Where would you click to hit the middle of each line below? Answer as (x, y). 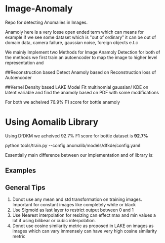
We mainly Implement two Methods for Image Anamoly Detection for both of (83, 52)
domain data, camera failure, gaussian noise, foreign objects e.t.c (72, 42)
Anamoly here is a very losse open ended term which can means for (75, 32)
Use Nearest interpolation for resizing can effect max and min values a (84, 215)
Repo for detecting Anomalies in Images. (46, 22)
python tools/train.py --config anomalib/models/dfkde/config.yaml (73, 145)
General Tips (25, 187)
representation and (24, 62)
